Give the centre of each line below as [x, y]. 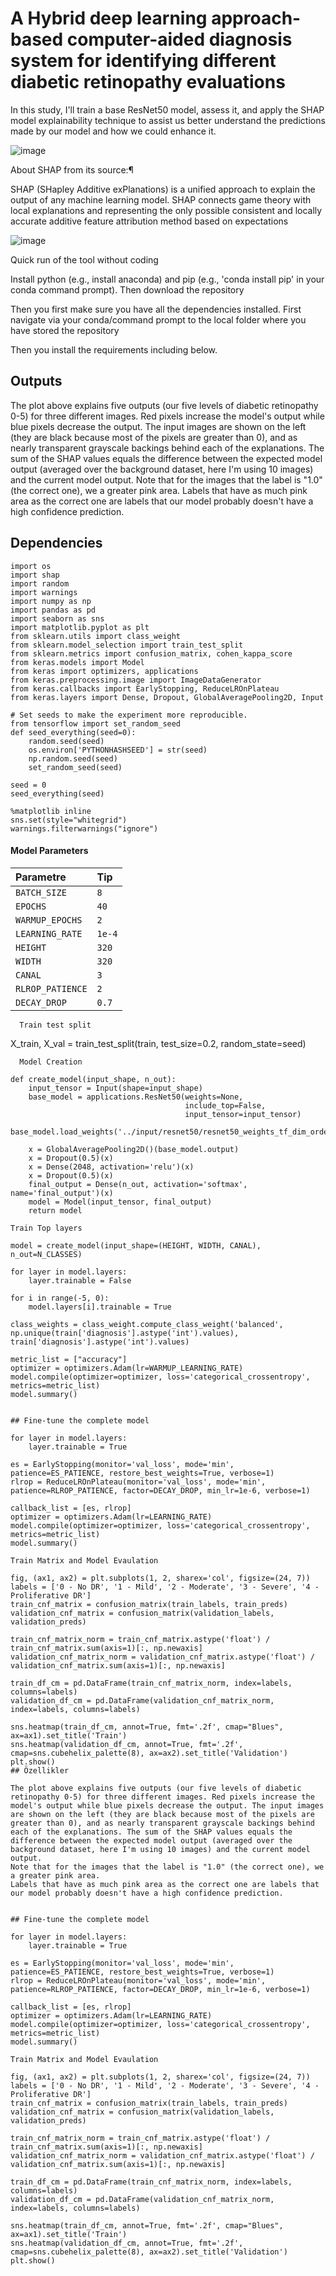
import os [31, 566]
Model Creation [51, 1062]
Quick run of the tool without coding [84, 259]
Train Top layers [46, 1228]
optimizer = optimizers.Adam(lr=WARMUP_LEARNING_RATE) [127, 1368]
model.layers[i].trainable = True [100, 1307]
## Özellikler [40, 1770]
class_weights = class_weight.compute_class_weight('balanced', [147, 1324]
